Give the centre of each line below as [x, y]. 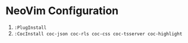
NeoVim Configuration [62, 11]
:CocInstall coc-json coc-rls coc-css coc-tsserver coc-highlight [98, 34]
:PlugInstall [30, 28]
